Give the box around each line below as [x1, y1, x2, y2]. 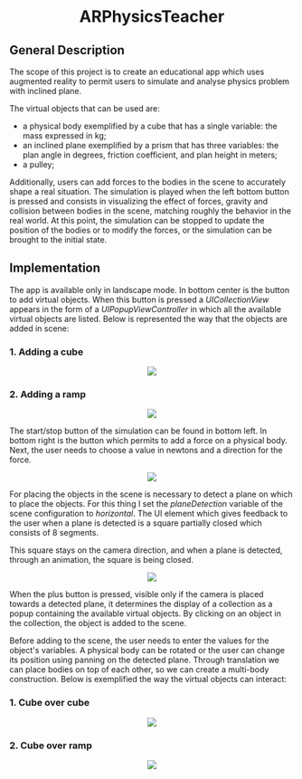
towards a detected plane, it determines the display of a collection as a [9, 599, 273, 610]
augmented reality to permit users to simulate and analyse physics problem [9, 76, 290, 87]
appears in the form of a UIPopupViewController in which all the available [9, 303, 282, 314]
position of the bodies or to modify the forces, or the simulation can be [9, 224, 273, 235]
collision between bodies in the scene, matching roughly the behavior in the [9, 205, 292, 216]
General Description [9, 43, 125, 58]
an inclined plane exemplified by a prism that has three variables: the [22, 140, 279, 150]
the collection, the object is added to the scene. [9, 618, 187, 629]
